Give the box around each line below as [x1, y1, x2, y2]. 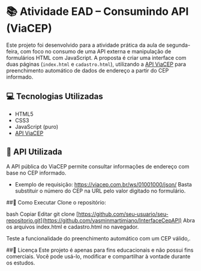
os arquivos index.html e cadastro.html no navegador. [6, 223, 139, 230]
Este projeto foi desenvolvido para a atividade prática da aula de [6, 41, 165, 49]
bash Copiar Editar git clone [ [6, 210, 79, 218]
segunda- [166, 41, 191, 49]
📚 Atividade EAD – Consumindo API [6, 5, 189, 19]
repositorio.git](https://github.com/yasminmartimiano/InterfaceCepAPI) [6, 216, 182, 224]
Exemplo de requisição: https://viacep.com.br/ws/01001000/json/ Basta [14, 180, 192, 188]
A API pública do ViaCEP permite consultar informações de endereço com [6, 162, 190, 170]
